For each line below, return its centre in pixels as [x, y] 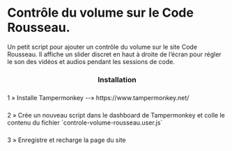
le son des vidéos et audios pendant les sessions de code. [91, 61]
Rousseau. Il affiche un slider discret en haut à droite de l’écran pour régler [114, 54]
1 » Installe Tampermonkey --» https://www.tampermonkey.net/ [98, 97]
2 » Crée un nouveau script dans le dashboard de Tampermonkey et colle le [116, 115]
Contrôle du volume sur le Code [100, 13]
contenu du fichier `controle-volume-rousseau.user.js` [85, 122]
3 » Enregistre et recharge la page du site [67, 140]
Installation [117, 79]
